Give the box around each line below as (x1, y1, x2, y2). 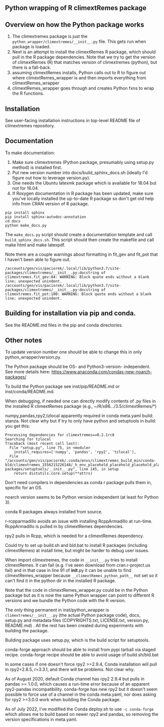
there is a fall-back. (12, 64, 51, 70)
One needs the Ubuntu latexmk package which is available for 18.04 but (12, 180, 157, 186)
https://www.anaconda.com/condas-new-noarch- (51, 369, 152, 375)
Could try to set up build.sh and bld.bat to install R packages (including (5, 543, 147, 548)
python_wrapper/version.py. (5, 354, 62, 360)
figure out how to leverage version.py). (12, 175, 90, 181)
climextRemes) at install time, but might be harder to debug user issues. (5, 547, 150, 553)
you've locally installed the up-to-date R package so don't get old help (12, 195, 154, 202)
